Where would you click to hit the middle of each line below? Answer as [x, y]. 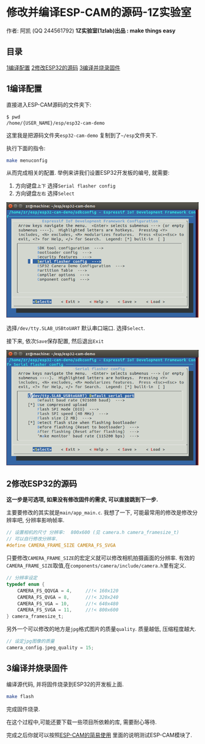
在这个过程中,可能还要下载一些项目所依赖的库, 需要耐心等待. [82, 722]
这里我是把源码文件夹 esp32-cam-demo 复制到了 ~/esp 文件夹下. [82, 135]
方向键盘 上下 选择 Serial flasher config [65, 186]
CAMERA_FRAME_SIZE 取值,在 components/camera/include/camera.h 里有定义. [96, 565]
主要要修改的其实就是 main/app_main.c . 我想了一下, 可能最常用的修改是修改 [99, 512]
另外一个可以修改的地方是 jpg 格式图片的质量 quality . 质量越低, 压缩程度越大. [101, 629]
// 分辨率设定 [22, 578]
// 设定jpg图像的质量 [31, 641]
